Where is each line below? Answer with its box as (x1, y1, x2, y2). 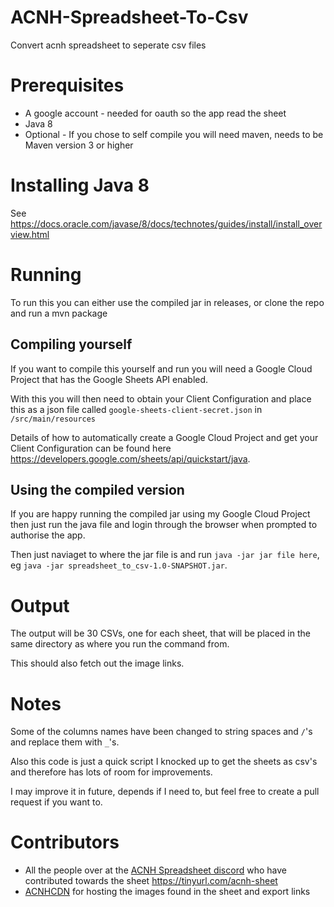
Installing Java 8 (10, 174, 150, 197)
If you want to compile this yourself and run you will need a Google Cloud (10, 362, 313, 375)
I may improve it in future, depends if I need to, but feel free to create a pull (10, 786, 320, 798)
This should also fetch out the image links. (10, 657, 185, 670)
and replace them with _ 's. (10, 736, 120, 748)
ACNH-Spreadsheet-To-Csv (10, 6, 249, 29)
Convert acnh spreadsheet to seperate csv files (10, 39, 207, 51)
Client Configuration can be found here (10, 442, 172, 454)
